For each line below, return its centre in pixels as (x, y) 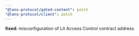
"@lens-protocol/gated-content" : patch (47, 10)
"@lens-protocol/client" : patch (39, 14)
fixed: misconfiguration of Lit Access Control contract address (69, 28)
